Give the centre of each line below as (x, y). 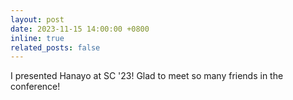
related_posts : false (55, 47)
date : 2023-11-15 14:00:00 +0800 (80, 29)
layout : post (37, 19)
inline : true (37, 38)
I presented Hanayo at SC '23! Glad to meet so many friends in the (147, 76)
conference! (35, 87)
